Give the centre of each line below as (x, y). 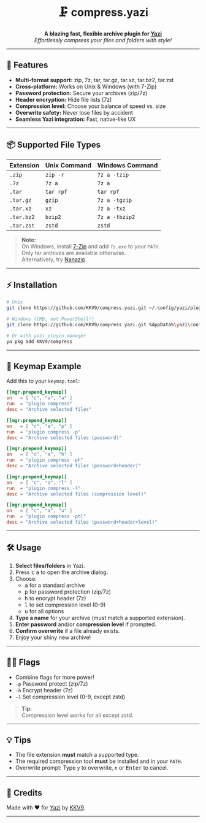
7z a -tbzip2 (116, 217)
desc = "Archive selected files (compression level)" (77, 494)
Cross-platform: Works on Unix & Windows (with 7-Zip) (86, 86)
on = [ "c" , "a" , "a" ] (39, 398)
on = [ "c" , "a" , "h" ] (39, 454)
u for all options (44, 611)
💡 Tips (19, 740)
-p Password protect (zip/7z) (51, 683)
